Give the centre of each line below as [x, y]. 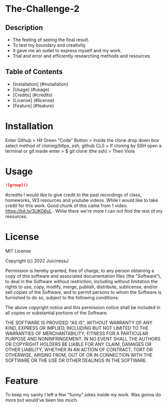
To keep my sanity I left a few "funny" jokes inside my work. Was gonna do [83, 395]
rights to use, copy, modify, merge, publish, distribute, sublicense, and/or [81, 287]
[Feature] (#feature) [33, 106]
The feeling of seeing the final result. [51, 40]
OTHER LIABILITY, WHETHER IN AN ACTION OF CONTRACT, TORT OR [79, 349]
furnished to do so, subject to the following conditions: [62, 297]
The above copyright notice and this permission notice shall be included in [83, 307]
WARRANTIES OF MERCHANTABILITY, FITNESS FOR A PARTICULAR [77, 333]
